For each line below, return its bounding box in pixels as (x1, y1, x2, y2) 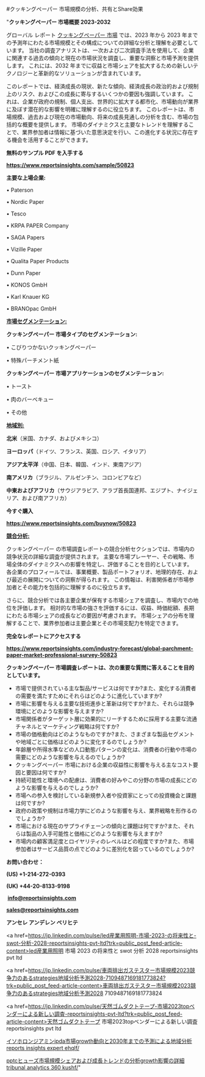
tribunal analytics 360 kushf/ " (6, 1064, 81, 1071)
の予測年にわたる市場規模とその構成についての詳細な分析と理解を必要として (6, 39, 198, 46)
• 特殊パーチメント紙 (6, 357, 59, 364)
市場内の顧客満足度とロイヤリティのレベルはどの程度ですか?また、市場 (15, 838, 194, 845)
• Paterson (6, 186, 34, 193)
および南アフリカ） (21, 495, 70, 501)
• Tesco (6, 210, 26, 217)
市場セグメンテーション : (6, 318, 67, 325)
